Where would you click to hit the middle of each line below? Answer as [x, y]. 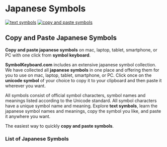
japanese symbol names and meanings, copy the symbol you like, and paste [83, 111]
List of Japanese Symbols [37, 139]
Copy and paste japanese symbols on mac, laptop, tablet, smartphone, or [81, 49]
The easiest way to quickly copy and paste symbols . [60, 126]
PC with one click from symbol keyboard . [48, 55]
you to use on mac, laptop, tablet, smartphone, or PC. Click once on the [78, 75]
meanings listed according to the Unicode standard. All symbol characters [81, 100]
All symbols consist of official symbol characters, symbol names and [75, 95]
